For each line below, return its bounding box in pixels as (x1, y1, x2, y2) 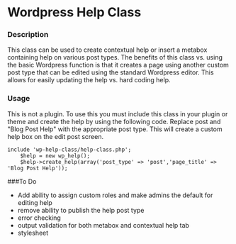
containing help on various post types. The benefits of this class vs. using (7, 53, 223, 62)
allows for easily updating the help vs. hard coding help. (7, 76, 171, 84)
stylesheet (17, 228, 49, 237)
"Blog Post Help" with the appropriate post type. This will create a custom (7, 125, 223, 133)
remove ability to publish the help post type (17, 206, 145, 214)
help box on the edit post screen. (7, 132, 104, 140)
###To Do (7, 177, 37, 185)
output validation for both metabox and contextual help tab (17, 221, 190, 229)
